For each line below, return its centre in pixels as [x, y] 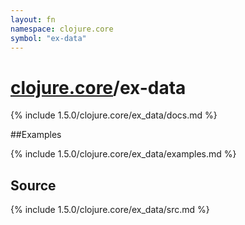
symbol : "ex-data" [48, 38]
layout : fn [33, 19]
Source [33, 185]
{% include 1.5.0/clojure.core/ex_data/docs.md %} [114, 115]
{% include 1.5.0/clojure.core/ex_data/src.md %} [110, 210]
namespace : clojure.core [62, 29]
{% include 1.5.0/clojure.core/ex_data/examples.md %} [123, 154]
